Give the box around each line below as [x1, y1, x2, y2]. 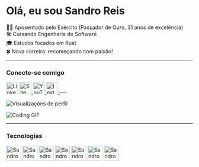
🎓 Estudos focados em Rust [6, 39, 76, 46]
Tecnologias [6, 132, 43, 140]
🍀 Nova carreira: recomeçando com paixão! [6, 47, 114, 54]
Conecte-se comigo [6, 68, 65, 76]
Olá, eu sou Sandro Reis [6, 4, 126, 18]
